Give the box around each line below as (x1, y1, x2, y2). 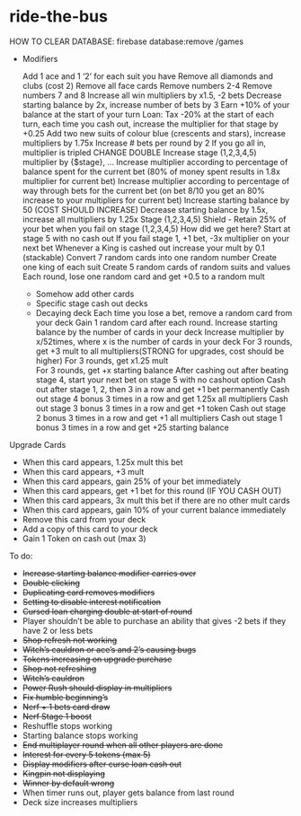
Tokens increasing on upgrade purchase (22, 654, 173, 664)
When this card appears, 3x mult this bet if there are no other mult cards (22, 495, 290, 505)
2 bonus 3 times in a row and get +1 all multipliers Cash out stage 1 (35, 412, 283, 423)
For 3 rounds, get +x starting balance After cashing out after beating (35, 364, 289, 375)
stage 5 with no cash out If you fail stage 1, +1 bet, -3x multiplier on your (22, 233, 290, 243)
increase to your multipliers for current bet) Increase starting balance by (22, 195, 290, 206)
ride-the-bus (9, 6, 108, 27)
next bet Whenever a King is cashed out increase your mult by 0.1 (22, 242, 265, 253)
